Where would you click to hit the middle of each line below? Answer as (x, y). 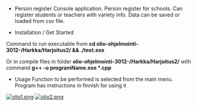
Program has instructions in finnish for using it (70, 85)
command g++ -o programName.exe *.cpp (59, 68)
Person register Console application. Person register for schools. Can (98, 9)
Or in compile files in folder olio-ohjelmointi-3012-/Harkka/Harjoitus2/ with (98, 62)
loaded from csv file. (39, 21)
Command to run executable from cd (51, 44)
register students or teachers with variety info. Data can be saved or (97, 15)
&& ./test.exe (88, 50)
